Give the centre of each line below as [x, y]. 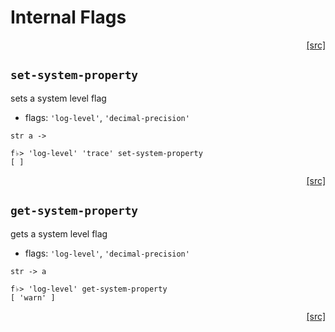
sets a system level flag [58, 98]
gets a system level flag [59, 233]
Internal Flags [68, 17]
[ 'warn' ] [33, 297]
